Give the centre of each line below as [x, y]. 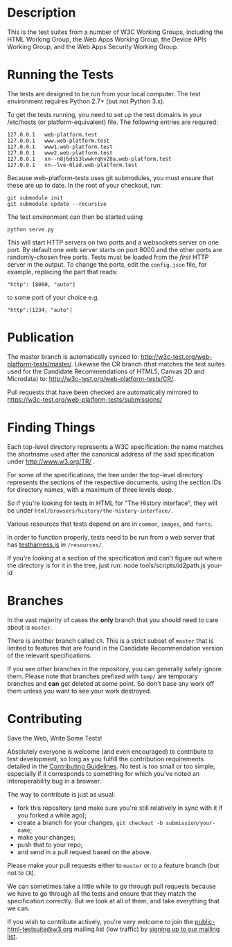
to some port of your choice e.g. [53, 297]
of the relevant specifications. [50, 655]
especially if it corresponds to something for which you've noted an [104, 773]
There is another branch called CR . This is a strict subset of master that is [110, 640]
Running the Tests [61, 75]
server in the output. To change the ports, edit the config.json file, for [107, 264]
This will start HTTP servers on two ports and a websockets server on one [113, 242]
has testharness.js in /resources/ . [55, 545]
